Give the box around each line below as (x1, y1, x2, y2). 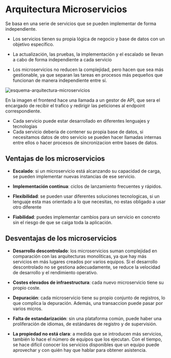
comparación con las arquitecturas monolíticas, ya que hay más (12, 253, 147, 259)
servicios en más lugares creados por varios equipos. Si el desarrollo (12, 258, 158, 265)
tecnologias (12, 123, 38, 129)
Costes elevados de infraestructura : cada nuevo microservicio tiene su (12, 279, 164, 285)
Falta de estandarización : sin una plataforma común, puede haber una (12, 315, 162, 321)
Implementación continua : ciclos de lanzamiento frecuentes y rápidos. (12, 183, 162, 189)
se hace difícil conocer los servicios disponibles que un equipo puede (12, 341, 159, 348)
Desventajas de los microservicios (5, 234, 117, 243)
